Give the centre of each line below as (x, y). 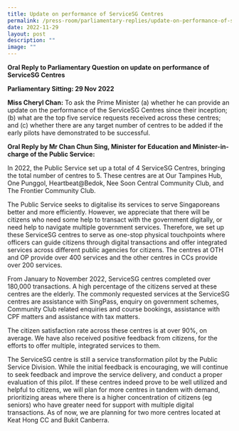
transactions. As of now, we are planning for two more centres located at (114, 412)
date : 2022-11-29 (33, 27)
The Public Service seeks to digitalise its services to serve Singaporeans (114, 204)
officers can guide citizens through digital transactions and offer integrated (117, 242)
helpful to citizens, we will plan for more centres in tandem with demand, (114, 390)
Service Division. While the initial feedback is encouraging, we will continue (118, 367)
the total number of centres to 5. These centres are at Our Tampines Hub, (115, 176)
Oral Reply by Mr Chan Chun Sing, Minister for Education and (100, 146)
